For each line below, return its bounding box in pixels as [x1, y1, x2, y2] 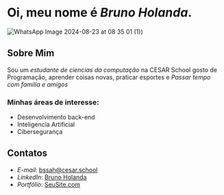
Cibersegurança [16, 128, 63, 136]
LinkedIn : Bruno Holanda [16, 173, 87, 181]
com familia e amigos [7, 80, 69, 89]
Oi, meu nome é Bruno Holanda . [7, 5, 192, 21]
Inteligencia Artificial [16, 120, 75, 128]
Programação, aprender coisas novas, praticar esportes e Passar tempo [7, 73, 211, 81]
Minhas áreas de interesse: [7, 97, 99, 107]
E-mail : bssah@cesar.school [16, 165, 98, 174]
